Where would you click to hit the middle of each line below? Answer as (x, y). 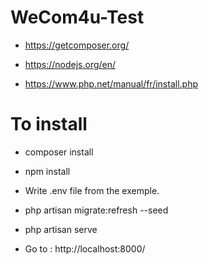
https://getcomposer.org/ (77, 45)
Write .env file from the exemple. (92, 190)
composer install (59, 152)
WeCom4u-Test (77, 17)
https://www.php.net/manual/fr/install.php (111, 83)
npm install (47, 171)
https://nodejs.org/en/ (70, 64)
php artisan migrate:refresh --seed (96, 210)
